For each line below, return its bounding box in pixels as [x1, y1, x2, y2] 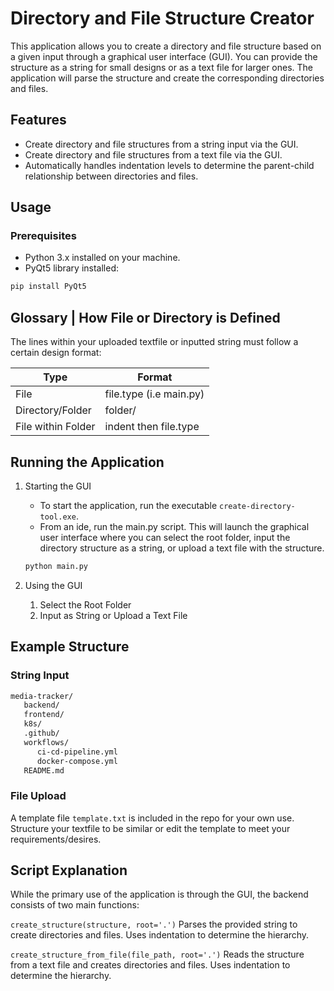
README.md [23, 765, 65, 776]
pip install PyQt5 [10, 282, 87, 292]
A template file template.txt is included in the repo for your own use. [10, 812, 295, 824]
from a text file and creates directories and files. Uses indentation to [10, 959, 291, 971]
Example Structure [10, 638, 130, 656]
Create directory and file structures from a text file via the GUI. [24, 148, 283, 161]
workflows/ [23, 737, 70, 747]
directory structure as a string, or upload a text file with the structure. [39, 542, 325, 554]
